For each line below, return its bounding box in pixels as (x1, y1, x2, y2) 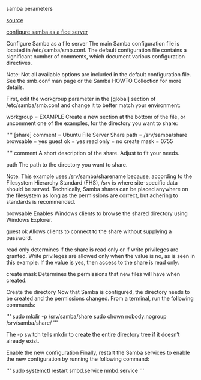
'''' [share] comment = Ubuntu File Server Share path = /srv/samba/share (6, 132, 188, 138)
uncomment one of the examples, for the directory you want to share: (6, 120, 178, 127)
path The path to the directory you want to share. (6, 161, 128, 168)
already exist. (6, 337, 40, 345)
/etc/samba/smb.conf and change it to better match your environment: (6, 102, 181, 109)
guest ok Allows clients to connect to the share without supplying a (6, 228, 172, 235)
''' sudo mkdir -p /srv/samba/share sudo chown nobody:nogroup (6, 313, 167, 320)
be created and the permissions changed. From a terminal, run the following (6, 295, 194, 302)
